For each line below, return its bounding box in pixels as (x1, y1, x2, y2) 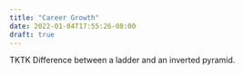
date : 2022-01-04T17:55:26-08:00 (9, 22, 137, 31)
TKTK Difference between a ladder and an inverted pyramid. (9, 55, 236, 66)
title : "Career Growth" (9, 13, 100, 23)
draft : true (9, 30, 55, 39)
